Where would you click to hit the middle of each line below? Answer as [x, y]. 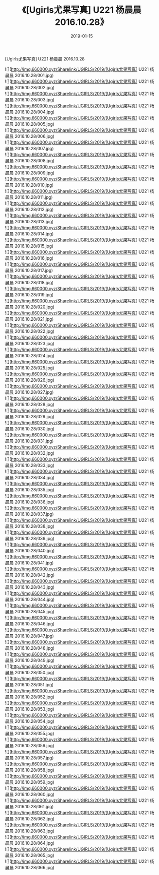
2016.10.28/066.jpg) [34, 867]
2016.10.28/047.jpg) [34, 636]
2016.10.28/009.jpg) [35, 173]
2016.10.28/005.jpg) [34, 124]
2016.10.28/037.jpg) [34, 514]
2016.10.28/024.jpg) [34, 355]
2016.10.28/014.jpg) [34, 233]
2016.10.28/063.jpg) [35, 831]
